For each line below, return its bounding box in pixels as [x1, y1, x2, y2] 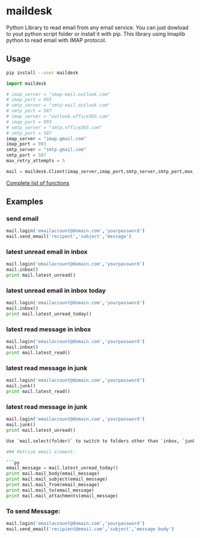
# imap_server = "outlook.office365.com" [6, 113, 111, 119]
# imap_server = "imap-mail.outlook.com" [6, 91, 111, 97]
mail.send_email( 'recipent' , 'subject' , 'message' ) [6, 234, 132, 240]
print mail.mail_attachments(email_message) [6, 493, 118, 499]
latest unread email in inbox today [6, 286, 106, 295]
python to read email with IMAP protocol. [6, 36, 107, 44]
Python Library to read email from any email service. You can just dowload [6, 24, 189, 31]
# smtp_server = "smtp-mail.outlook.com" [6, 103, 111, 109]
